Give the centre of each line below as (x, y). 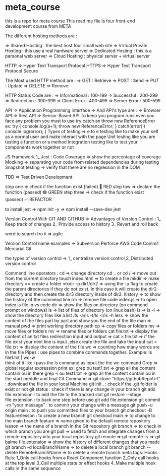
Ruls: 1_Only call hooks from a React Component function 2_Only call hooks (82, 458)
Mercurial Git (18, 248)
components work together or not (40, 147)
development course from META (38, 26)
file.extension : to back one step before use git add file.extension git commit (83, 400)
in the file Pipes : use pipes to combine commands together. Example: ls (79, 352)
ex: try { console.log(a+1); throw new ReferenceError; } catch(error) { (76, 126)
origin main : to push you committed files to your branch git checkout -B (79, 410)
